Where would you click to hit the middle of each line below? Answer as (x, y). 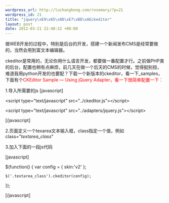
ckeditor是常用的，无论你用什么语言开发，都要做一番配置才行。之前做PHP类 (85, 61)
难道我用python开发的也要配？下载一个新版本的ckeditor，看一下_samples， (84, 73)
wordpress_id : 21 (24, 15)
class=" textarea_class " (30, 137)
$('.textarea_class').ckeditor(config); (49, 176)
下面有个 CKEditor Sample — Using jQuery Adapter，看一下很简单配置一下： (84, 80)
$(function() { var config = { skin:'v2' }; (46, 167)
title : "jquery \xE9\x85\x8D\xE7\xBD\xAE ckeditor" (59, 19)
